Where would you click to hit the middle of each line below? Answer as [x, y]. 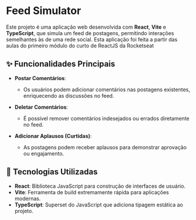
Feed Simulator [44, 11]
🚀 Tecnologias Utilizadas [52, 172]
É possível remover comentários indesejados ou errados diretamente [106, 118]
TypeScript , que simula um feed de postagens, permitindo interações [90, 33]
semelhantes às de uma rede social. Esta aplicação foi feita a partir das [92, 39]
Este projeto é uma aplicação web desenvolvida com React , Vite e [86, 27]
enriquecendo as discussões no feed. [68, 95]
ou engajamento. [44, 153]
